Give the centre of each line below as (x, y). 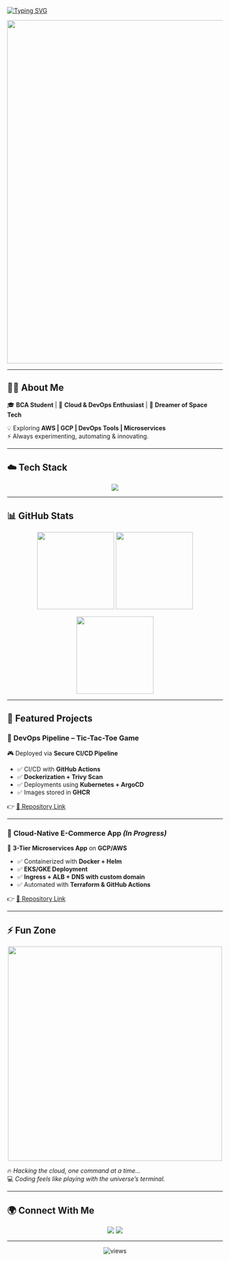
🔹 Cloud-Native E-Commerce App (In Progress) (87, 833)
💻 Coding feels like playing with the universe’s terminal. (86, 1179)
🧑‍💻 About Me (36, 388)
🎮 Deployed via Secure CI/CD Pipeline (63, 753)
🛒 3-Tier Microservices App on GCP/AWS (67, 848)
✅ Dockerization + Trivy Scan (60, 777)
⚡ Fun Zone (31, 930)
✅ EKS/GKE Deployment (52, 869)
